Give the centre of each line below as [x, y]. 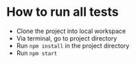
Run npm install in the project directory [73, 45]
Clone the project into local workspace [71, 31]
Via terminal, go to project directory [67, 38]
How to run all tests [63, 12]
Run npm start [37, 53]
